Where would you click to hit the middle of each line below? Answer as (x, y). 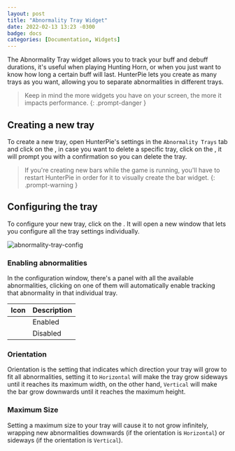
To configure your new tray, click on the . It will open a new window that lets (116, 224)
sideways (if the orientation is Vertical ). (65, 440)
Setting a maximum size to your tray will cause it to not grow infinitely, (108, 425)
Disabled (47, 334)
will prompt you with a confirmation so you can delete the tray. (97, 156)
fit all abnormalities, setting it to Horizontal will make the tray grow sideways (118, 377)
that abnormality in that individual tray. (62, 293)
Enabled (46, 322)
